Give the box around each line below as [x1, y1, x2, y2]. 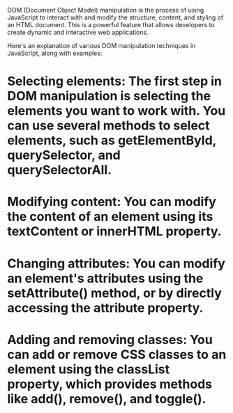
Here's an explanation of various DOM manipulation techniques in [7, 42, 196, 49]
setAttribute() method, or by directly [7, 285, 222, 301]
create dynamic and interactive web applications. [7, 28, 149, 36]
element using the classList [7, 361, 170, 377]
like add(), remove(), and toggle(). [7, 391, 206, 407]
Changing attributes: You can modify [7, 256, 225, 271]
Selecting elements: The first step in [7, 73, 222, 89]
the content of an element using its [7, 209, 213, 225]
